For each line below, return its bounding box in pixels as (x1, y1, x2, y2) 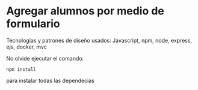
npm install (6, 66, 36, 73)
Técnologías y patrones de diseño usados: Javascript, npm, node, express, (6, 37, 193, 44)
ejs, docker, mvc (6, 43, 47, 50)
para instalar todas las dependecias (6, 77, 94, 84)
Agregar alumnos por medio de (6, 4, 164, 18)
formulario (6, 17, 60, 31)
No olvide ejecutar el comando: (6, 55, 84, 62)
